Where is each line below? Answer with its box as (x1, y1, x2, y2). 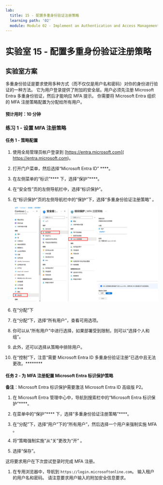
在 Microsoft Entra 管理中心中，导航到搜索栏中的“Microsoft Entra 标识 (12, 395, 151, 400)
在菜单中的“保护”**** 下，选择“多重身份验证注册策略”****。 (12, 411, 132, 417)
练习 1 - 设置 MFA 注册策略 (5, 124, 67, 131)
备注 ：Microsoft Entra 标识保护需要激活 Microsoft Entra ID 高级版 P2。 (5, 384, 146, 390)
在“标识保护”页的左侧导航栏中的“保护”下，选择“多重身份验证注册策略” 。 (12, 196, 157, 202)
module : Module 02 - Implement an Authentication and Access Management (10, 23, 160, 28)
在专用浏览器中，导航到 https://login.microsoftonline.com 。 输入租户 (12, 469, 154, 475)
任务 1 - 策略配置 (5, 138, 38, 143)
